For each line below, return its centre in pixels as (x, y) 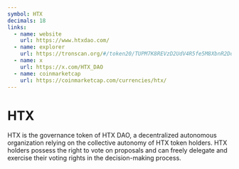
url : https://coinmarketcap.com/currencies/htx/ (94, 80)
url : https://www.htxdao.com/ (65, 41)
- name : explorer (39, 47)
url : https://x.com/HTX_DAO (62, 67)
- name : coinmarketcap (47, 73)
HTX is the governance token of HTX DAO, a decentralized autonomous (112, 135)
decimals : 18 (27, 21)
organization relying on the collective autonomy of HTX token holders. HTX (117, 143)
